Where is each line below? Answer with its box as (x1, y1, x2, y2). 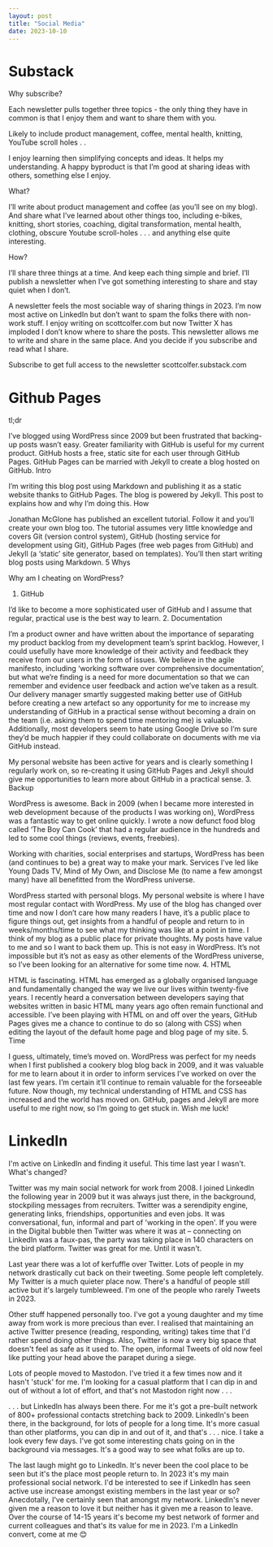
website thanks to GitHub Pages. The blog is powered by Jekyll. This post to (8, 490, 264, 500)
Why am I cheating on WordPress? (8, 574, 124, 583)
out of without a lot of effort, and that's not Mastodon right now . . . (8, 1386, 232, 1396)
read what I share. (8, 344, 69, 354)
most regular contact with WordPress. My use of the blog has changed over (8, 899, 262, 909)
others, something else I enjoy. (8, 171, 111, 180)
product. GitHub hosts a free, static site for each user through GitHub (8, 448, 240, 458)
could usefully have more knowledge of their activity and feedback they (8, 647, 249, 656)
